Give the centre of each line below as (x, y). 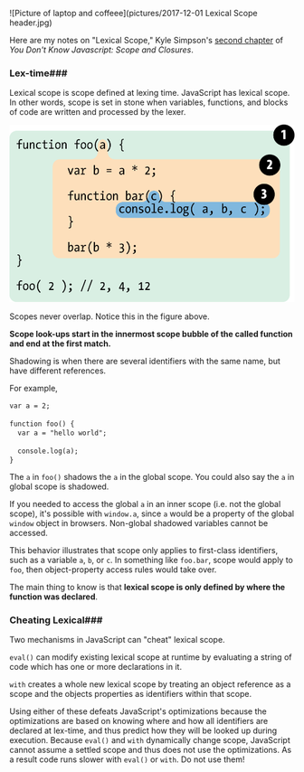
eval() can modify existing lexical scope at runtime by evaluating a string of (151, 657)
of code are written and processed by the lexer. (98, 112)
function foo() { (42, 424)
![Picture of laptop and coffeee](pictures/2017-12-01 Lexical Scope (133, 13)
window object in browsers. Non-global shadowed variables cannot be (139, 523)
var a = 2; (30, 406)
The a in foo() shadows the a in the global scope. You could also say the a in (152, 476)
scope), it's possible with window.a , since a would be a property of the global (152, 513)
